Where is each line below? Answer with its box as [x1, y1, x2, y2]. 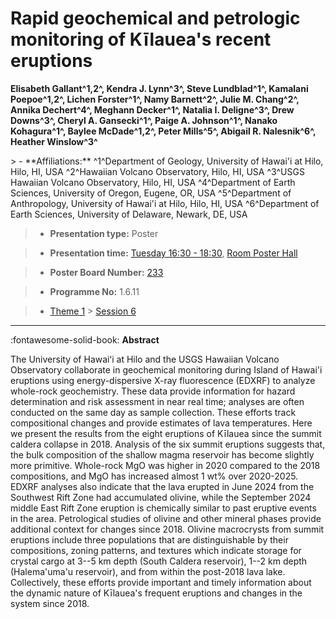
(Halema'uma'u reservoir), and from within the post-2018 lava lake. [10, 565, 286, 577]
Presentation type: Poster [49, 227, 159, 239]
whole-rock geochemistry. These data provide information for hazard [10, 385, 296, 397]
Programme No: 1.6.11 [49, 285, 140, 297]
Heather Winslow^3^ [10, 135, 98, 147]
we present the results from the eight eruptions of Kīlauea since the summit [10, 427, 322, 439]
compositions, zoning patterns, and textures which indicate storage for [10, 544, 302, 556]
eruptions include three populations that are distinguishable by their [10, 533, 289, 546]
